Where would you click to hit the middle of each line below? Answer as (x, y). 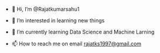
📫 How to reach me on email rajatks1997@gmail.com (76, 44)
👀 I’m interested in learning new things (58, 20)
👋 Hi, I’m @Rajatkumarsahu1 (46, 9)
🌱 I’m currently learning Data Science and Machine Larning (83, 32)
